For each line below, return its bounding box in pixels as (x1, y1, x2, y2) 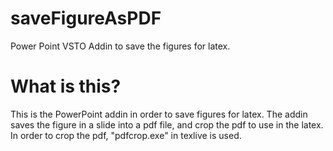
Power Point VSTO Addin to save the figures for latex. (10, 40, 231, 52)
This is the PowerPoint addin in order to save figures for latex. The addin (10, 108, 308, 120)
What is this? (10, 75, 122, 98)
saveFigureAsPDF (10, 7, 162, 30)
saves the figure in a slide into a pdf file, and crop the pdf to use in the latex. (10, 118, 324, 131)
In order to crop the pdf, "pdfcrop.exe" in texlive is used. (10, 129, 242, 141)
